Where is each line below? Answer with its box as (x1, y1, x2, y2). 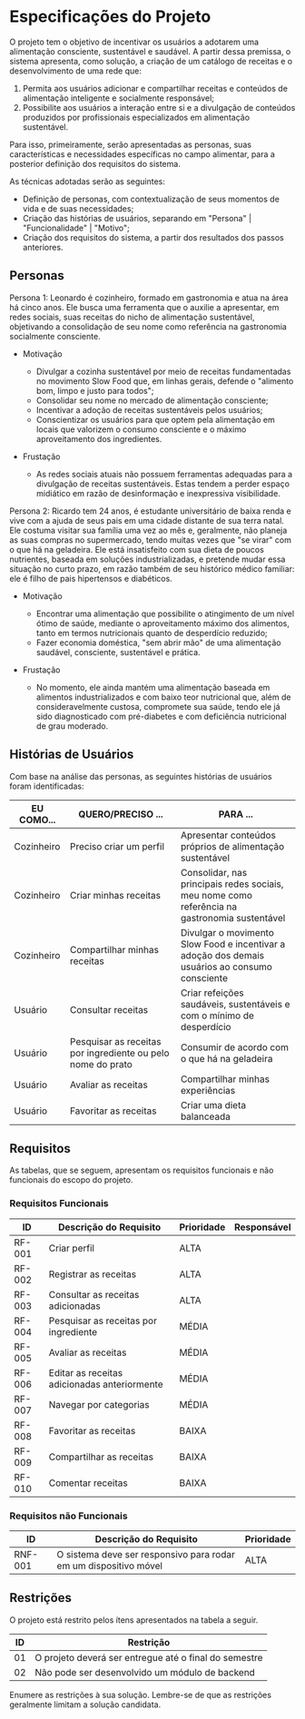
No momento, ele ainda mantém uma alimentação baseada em (35, 682, 271, 693)
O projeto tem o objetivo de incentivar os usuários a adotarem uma (9, 36, 260, 47)
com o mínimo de (180, 1009, 254, 1022)
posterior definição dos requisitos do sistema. (9, 158, 182, 169)
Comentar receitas (48, 1477, 129, 1489)
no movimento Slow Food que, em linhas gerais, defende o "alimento (35, 375, 294, 387)
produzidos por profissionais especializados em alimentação (22, 112, 251, 123)
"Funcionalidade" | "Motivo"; (22, 222, 130, 233)
